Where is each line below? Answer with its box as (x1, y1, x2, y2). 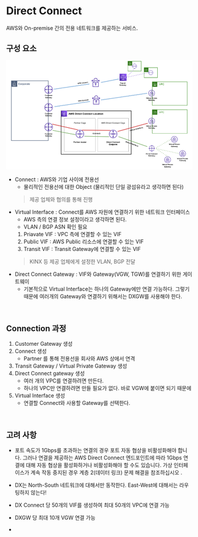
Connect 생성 (14, 348, 47, 355)
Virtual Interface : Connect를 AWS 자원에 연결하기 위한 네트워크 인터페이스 (14, 208, 190, 216)
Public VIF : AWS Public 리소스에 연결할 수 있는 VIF (23, 238, 144, 245)
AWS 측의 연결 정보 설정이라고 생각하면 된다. (23, 216, 127, 223)
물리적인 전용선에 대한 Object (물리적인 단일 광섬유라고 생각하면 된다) (23, 184, 184, 191)
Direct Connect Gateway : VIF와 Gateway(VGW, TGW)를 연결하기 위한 (14, 271, 181, 278)
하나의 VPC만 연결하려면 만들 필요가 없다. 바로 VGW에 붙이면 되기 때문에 (23, 385, 192, 392)
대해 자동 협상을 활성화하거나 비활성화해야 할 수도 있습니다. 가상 (25, 461, 173, 468)
